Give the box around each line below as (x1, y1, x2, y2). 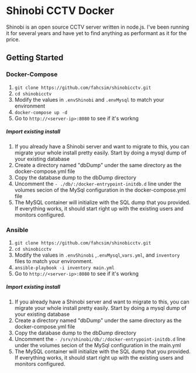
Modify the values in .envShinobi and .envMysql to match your (14, 96, 164, 103)
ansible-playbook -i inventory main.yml (14, 265, 115, 271)
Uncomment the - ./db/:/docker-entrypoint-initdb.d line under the (14, 180, 181, 187)
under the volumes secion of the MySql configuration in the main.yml (14, 341, 181, 348)
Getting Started (6, 53, 64, 63)
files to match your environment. (14, 257, 93, 264)
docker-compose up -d (14, 109, 67, 115)
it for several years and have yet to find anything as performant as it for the (6, 29, 187, 36)
